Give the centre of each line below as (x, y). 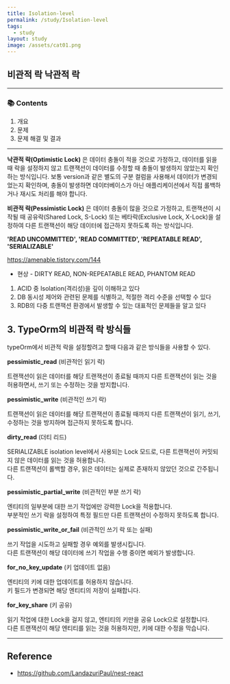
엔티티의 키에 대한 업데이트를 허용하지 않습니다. (70, 582)
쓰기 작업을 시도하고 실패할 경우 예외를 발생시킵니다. (76, 544)
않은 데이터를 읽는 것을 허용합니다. (60, 460)
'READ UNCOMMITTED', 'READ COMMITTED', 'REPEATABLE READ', (105, 239)
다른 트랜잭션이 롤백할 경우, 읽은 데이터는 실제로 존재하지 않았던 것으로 (101, 468)
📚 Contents (27, 103)
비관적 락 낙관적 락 (43, 75)
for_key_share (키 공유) (40, 604)
